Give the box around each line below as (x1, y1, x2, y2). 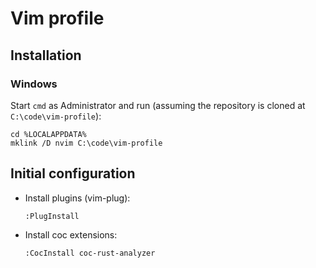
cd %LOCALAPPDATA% (10, 129, 87, 139)
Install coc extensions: (24, 228, 118, 241)
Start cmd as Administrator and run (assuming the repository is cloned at (10, 99, 306, 111)
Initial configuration (10, 165, 136, 182)
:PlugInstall (24, 211, 80, 221)
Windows (10, 77, 58, 91)
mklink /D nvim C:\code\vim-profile (10, 138, 163, 148)
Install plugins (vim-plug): (24, 192, 131, 204)
